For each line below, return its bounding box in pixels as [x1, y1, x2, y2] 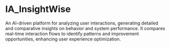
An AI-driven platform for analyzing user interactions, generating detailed [5, 20, 158, 26]
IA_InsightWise [5, 3, 71, 15]
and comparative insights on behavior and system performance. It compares [5, 25, 165, 31]
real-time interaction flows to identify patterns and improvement [5, 30, 139, 36]
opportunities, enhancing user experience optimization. [5, 36, 121, 42]
